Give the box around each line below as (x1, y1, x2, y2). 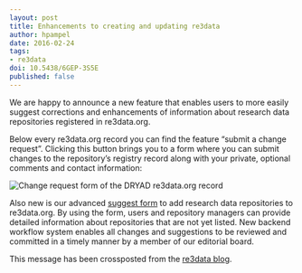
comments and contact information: (9, 162, 143, 173)
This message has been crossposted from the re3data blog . (9, 253, 232, 264)
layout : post (9, 13, 59, 23)
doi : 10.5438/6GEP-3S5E (9, 64, 99, 73)
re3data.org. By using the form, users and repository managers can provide (9, 207, 291, 218)
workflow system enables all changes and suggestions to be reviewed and (9, 226, 288, 237)
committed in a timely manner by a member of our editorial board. (9, 236, 255, 247)
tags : (9, 47, 30, 56)
